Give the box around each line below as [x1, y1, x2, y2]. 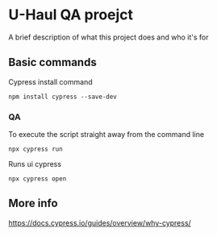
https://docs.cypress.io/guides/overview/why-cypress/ [8, 217, 191, 227]
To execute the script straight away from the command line [8, 130, 204, 139]
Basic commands [8, 56, 97, 69]
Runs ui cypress [8, 159, 62, 169]
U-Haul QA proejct [8, 6, 134, 24]
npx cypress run [8, 145, 63, 154]
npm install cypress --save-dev [8, 93, 117, 101]
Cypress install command [8, 77, 93, 86]
